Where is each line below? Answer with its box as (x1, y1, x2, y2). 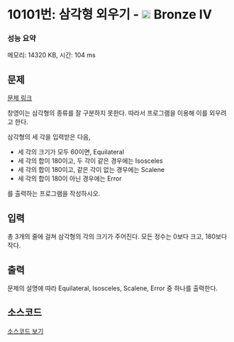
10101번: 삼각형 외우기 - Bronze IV (7, 6, 213, 23)
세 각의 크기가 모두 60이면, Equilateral (17, 148, 124, 156)
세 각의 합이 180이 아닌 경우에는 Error (17, 174, 122, 183)
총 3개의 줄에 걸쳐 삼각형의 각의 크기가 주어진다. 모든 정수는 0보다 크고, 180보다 (7, 232, 228, 241)
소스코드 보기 (7, 326, 44, 335)
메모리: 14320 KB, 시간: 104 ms (7, 51, 96, 59)
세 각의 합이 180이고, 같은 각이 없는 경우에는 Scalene (17, 166, 165, 174)
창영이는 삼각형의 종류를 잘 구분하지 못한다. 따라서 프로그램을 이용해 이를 (7, 109, 208, 118)
